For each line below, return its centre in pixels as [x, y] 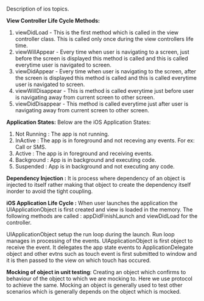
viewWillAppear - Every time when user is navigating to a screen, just [102, 52]
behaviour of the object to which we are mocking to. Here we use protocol [100, 278]
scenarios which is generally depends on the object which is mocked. [94, 292]
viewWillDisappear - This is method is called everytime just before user [104, 91]
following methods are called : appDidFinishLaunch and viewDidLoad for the [102, 216]
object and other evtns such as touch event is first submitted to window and [102, 254]
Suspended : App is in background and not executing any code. [95, 166]
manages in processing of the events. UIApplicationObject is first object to [100, 241]
